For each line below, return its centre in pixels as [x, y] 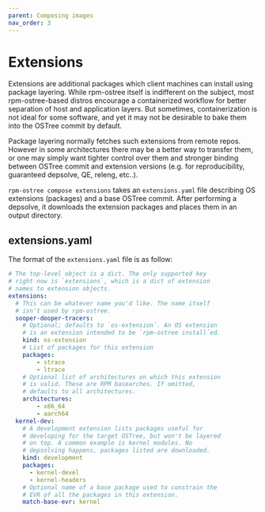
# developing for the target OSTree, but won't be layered [122, 436]
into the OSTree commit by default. [65, 126]
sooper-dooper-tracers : [54, 318]
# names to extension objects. [60, 289]
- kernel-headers [58, 480]
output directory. [36, 215]
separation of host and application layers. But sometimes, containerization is [133, 109]
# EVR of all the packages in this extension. [100, 495]
